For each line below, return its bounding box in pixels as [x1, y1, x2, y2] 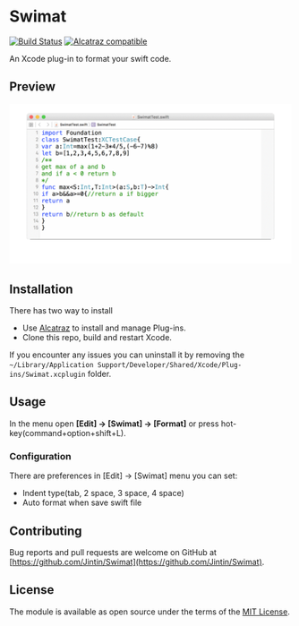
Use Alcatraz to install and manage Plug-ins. [21, 322, 186, 333]
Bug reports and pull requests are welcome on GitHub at [9, 546, 218, 557]
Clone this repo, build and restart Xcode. [21, 332, 173, 343]
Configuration [9, 450, 72, 462]
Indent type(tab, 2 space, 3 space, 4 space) [21, 488, 185, 499]
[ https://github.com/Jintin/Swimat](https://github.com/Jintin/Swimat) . [9, 556, 265, 567]
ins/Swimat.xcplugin [9, 370, 87, 380]
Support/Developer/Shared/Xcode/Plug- [97, 361, 243, 370]
